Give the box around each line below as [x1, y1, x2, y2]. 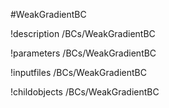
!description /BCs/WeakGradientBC [10, 28, 156, 39]
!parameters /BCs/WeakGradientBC [10, 47, 157, 59]
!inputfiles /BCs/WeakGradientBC [10, 67, 147, 78]
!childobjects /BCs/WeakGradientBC [10, 86, 160, 98]
